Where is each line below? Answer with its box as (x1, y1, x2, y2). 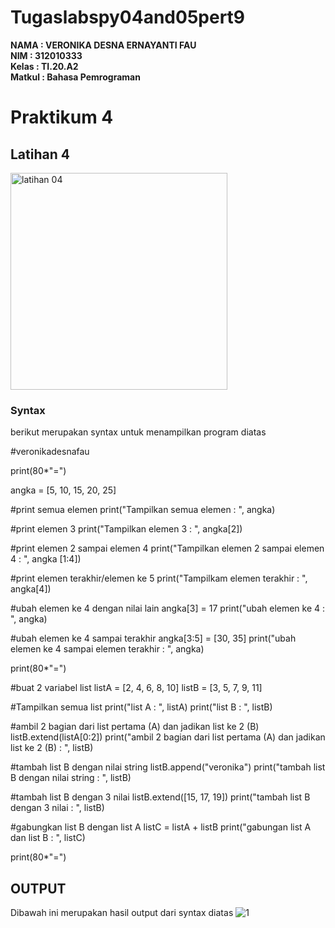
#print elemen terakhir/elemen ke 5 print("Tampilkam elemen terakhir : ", (10, 572, 308, 585)
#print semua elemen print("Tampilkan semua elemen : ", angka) (10, 504, 276, 516)
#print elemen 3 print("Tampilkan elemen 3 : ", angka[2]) (10, 523, 243, 535)
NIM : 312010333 (10, 49, 83, 61)
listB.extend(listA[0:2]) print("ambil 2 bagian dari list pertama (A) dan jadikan (10, 731, 326, 743)
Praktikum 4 (10, 106, 114, 129)
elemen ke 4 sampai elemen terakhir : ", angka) (10, 643, 205, 655)
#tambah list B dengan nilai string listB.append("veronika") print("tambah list (10, 761, 326, 773)
